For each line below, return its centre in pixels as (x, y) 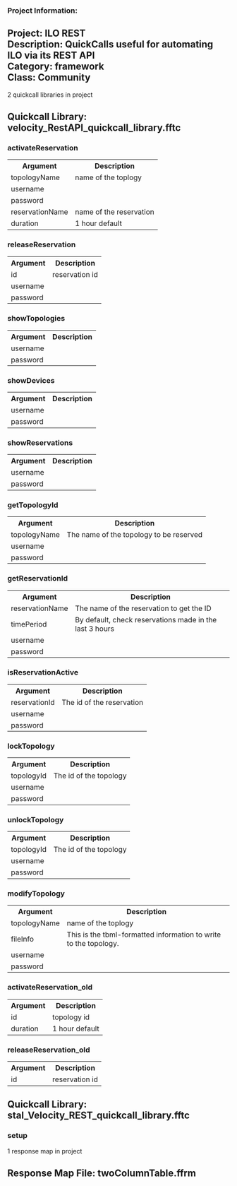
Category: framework (56, 67)
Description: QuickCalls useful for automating (110, 45)
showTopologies (36, 319)
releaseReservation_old (49, 1050)
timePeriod (29, 624)
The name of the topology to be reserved (135, 534)
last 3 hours (95, 629)
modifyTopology (36, 894)
